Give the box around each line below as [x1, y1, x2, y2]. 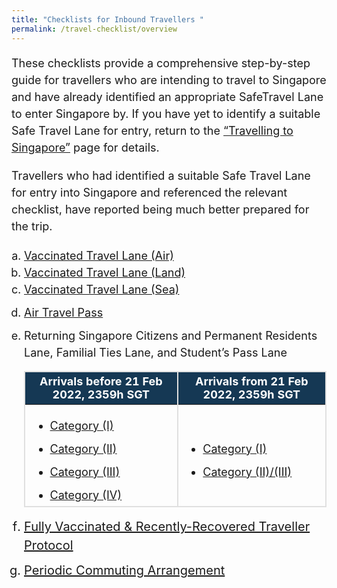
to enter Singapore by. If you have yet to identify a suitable [11, 106, 321, 121]
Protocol [24, 537, 74, 554]
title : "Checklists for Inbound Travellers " [11, 14, 204, 25]
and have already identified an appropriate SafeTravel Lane [11, 89, 324, 104]
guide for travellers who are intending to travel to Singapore [11, 72, 327, 87]
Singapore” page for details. [11, 140, 160, 155]
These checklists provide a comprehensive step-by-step [11, 56, 311, 70]
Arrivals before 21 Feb [39, 374, 163, 388]
